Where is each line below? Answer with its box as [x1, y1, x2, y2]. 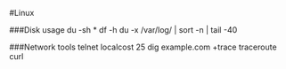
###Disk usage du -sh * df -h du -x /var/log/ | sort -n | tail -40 [9, 25, 238, 34]
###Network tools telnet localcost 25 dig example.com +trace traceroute [9, 42, 278, 52]
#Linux [9, 8, 35, 18]
